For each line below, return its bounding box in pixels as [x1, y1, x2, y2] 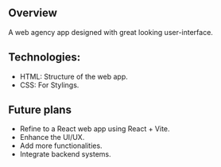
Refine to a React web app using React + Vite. [19, 124, 170, 134]
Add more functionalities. [19, 141, 103, 150]
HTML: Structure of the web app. [19, 72, 129, 81]
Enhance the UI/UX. [19, 133, 85, 142]
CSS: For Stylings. [19, 80, 79, 90]
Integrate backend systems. [19, 150, 111, 159]
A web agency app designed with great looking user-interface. [8, 27, 213, 37]
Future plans [8, 103, 72, 117]
